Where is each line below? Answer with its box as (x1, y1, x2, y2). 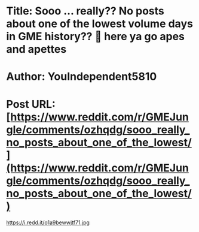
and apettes (6, 43, 67, 56)
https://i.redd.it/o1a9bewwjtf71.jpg (6, 219, 90, 226)
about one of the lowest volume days (6, 17, 193, 31)
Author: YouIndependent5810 (6, 70, 157, 83)
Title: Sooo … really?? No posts (6, 4, 164, 18)
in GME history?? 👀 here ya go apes (6, 30, 185, 43)
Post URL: (6, 97, 56, 111)
